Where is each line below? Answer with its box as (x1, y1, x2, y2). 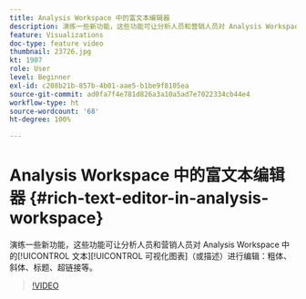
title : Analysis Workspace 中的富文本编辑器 (9, 13, 170, 23)
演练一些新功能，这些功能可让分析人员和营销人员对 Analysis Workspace (9, 239, 280, 251)
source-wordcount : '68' (9, 107, 100, 116)
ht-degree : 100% (9, 115, 71, 124)
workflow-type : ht (9, 98, 79, 108)
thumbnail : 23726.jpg (9, 47, 92, 57)
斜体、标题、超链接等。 (9, 262, 97, 273)
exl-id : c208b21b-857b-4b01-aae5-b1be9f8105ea (9, 81, 189, 90)
